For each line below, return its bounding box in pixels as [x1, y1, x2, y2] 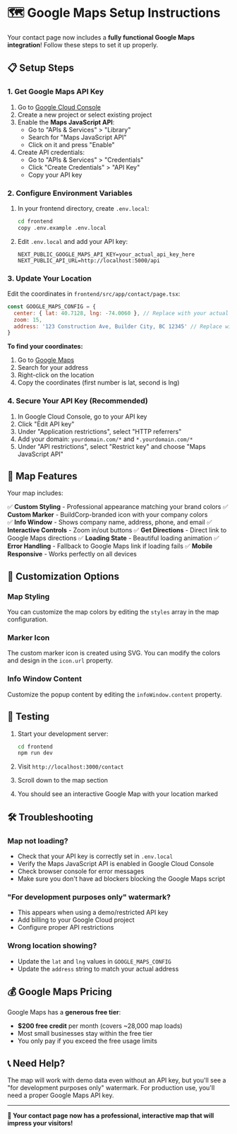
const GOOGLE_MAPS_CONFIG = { [7, 303, 97, 310]
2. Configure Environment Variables [7, 188, 133, 198]
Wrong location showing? [7, 941, 97, 951]
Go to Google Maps [17, 356, 75, 364]
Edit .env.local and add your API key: [17, 237, 128, 245]
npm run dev [17, 749, 53, 756]
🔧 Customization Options [7, 570, 120, 583]
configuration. [7, 615, 48, 624]
